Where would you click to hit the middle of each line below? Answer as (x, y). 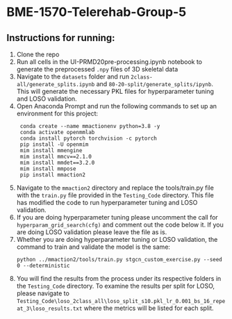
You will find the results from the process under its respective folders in (119, 278)
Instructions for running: (61, 38)
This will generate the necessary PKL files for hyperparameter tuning (115, 91)
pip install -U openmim (54, 145)
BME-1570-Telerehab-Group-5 (97, 12)
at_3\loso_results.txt (49, 309)
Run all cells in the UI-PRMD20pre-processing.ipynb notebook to (109, 62)
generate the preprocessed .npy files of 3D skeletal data (97, 69)
